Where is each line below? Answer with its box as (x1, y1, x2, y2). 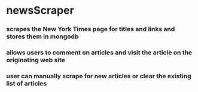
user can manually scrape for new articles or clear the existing (6, 72, 191, 80)
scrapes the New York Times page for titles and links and (6, 25, 175, 33)
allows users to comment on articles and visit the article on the (6, 48, 193, 57)
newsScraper (6, 4, 75, 17)
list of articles (6, 79, 47, 87)
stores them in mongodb (6, 32, 79, 41)
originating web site (6, 56, 66, 65)
